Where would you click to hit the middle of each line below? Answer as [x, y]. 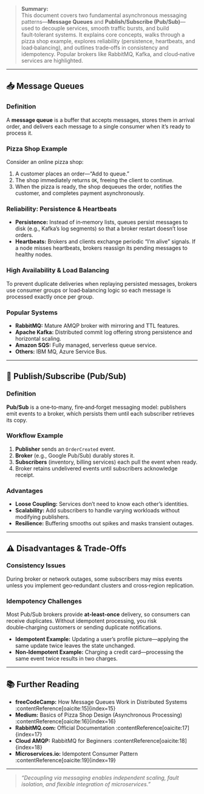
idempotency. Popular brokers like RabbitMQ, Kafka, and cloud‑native [108, 54]
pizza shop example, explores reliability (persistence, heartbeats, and [108, 41]
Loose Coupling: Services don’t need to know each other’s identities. [102, 504]
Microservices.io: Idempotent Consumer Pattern [76, 753]
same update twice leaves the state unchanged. [75, 646]
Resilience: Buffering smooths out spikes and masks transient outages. [104, 523]
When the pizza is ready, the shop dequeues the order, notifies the [98, 186]
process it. [19, 133]
